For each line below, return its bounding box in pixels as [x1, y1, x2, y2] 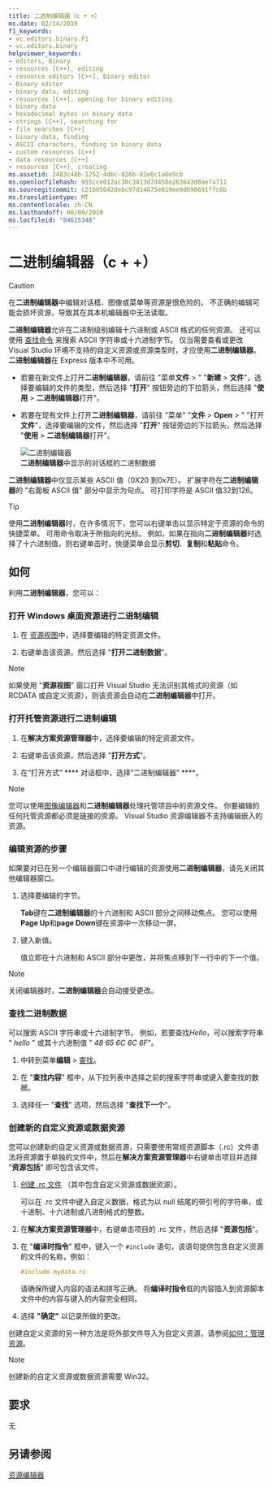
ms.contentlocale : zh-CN [8, 201, 93, 209]
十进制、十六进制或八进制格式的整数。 [19, 1207, 149, 1217]
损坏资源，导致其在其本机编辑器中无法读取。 [22, 308, 172, 318]
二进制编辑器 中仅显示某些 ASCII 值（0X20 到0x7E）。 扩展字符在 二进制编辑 [8, 475, 258, 485]
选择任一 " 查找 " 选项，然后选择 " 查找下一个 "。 [19, 1100, 175, 1110]
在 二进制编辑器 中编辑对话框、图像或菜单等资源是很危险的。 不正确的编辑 [8, 297, 253, 307]
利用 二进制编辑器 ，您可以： [8, 588, 102, 597]
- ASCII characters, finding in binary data [8, 140, 162, 149]
